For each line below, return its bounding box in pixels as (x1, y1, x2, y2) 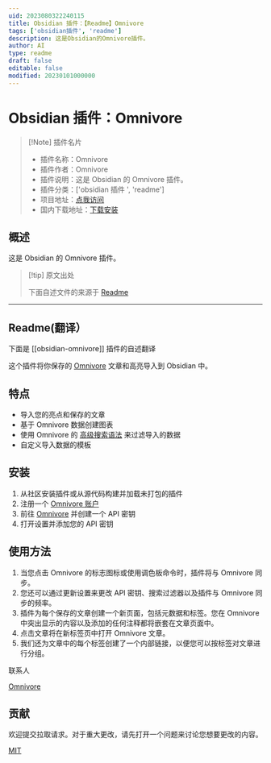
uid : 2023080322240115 (8, 11, 85, 20)
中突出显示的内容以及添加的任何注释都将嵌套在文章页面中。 (19, 618, 219, 628)
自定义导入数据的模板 (19, 440, 91, 450)
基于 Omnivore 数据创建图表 (19, 420, 114, 429)
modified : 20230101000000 (8, 72, 95, 80)
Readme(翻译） (8, 321, 87, 334)
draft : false (8, 57, 52, 65)
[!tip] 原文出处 (27, 271, 75, 280)
